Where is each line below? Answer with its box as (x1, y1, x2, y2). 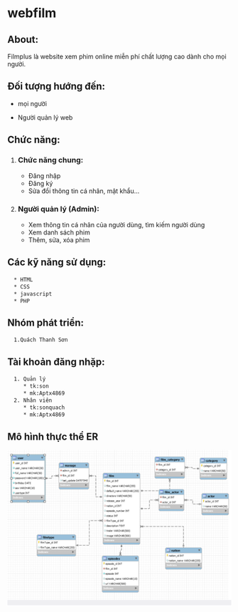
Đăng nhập (28, 171, 61, 180)
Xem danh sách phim (28, 228, 91, 237)
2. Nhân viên (13, 397, 53, 404)
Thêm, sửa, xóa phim (28, 235, 90, 244)
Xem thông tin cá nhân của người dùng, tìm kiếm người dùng (28, 220, 205, 229)
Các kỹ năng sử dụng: (7, 256, 107, 269)
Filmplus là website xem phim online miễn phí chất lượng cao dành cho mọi (7, 52, 227, 61)
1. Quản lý (13, 375, 46, 383)
